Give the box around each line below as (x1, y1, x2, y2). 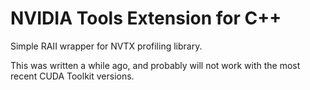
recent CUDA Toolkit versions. (10, 70, 135, 82)
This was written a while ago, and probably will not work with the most (10, 59, 301, 71)
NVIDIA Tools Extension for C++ (10, 7, 282, 30)
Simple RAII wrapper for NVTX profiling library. (10, 40, 203, 52)
